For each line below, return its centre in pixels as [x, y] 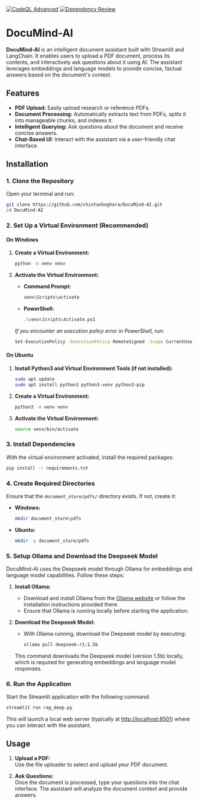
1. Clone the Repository [40, 181]
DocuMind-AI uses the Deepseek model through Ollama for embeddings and [99, 569]
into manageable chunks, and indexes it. [64, 120]
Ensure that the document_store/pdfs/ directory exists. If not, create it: [91, 496]
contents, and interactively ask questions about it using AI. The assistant [94, 62]
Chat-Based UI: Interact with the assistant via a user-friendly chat [95, 139]
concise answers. [36, 133]
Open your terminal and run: [40, 194]
